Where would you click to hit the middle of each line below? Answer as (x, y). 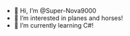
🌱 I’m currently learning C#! (53, 25)
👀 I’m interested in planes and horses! (68, 18)
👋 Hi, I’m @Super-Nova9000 (55, 11)
